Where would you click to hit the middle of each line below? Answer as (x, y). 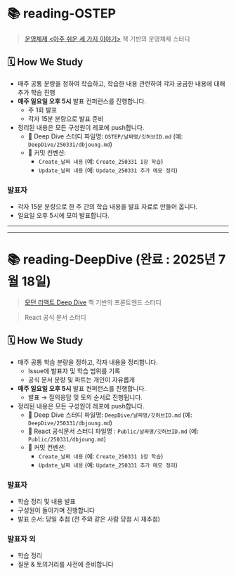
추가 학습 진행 (36, 92)
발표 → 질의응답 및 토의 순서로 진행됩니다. (85, 397)
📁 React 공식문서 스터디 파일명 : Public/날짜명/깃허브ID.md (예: (113, 431)
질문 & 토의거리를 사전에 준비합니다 (65, 564)
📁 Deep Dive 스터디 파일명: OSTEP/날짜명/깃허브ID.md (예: (105, 136)
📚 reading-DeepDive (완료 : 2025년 (112, 260)
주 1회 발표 (42, 110)
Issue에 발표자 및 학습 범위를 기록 (74, 370)
